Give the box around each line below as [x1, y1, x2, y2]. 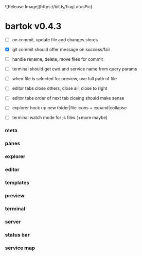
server [5, 218, 21, 225]
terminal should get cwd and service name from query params [12, 66, 137, 72]
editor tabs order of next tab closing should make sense [12, 95, 124, 101]
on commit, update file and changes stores [12, 36, 98, 42]
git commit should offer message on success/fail [12, 47, 110, 52]
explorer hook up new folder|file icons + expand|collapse [12, 105, 127, 111]
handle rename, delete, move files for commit [12, 56, 103, 62]
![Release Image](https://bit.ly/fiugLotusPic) [5, 4, 92, 9]
